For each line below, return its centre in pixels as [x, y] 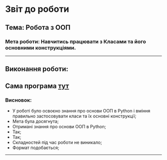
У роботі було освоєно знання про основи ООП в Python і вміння [81, 110]
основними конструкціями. [41, 48]
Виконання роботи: [37, 69]
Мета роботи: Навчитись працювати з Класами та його [76, 42]
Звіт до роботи [37, 9]
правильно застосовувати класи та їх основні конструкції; [74, 116]
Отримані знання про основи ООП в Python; [59, 126]
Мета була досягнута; [35, 121]
